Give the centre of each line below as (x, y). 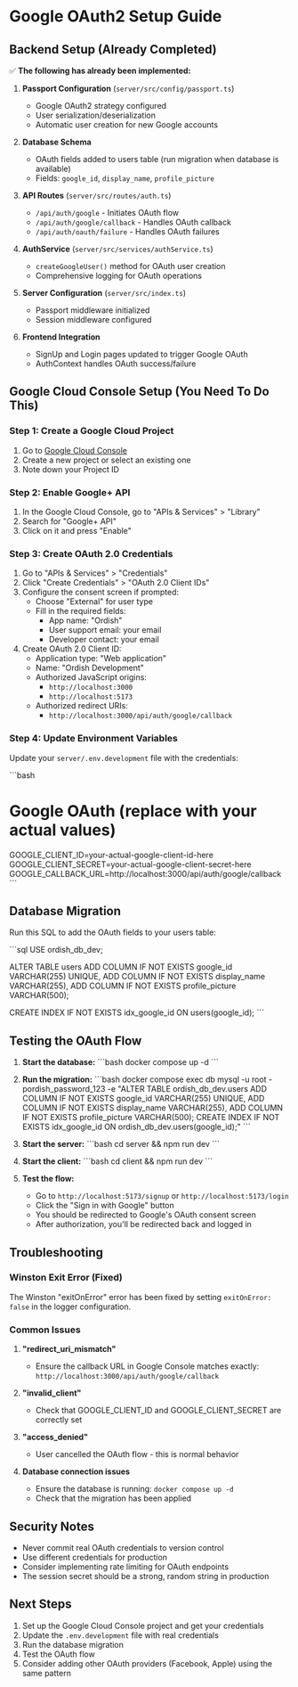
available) (53, 168)
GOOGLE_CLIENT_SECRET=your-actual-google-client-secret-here (130, 864)
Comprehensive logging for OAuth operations (119, 275)
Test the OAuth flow (58, 1654)
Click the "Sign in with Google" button (105, 1206)
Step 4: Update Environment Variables (93, 739)
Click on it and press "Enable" (77, 530)
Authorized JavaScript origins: (91, 677)
